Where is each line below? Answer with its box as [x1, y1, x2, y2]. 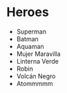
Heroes [6, 4, 49, 20]
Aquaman [16, 42, 44, 50]
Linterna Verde [16, 57, 59, 65]
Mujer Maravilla [16, 50, 61, 58]
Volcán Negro [16, 71, 56, 80]
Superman [16, 27, 46, 36]
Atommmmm [16, 79, 53, 87]
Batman [16, 34, 39, 43]
